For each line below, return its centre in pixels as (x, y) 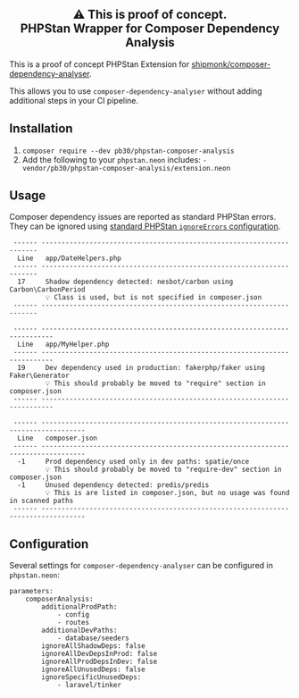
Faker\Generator (39, 376)
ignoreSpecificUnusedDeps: (91, 677)
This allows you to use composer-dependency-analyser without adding (136, 91)
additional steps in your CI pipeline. (74, 100)
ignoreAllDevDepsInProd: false (100, 654)
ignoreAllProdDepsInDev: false (100, 662)
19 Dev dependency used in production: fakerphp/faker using (141, 368)
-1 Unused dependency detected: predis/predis (113, 485)
